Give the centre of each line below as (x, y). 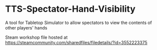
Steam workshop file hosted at (37, 37)
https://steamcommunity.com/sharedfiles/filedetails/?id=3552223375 (76, 42)
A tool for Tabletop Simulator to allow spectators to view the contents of (79, 23)
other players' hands (26, 27)
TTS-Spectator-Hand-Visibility (70, 9)
